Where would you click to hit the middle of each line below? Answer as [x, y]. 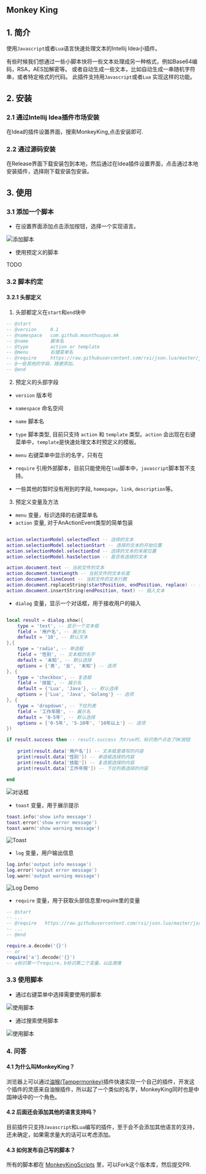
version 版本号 [34, 395]
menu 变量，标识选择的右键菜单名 [56, 515]
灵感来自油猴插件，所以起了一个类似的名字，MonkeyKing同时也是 [111, 1089]
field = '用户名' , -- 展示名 [52, 632]
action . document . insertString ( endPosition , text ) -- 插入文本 [86, 590]
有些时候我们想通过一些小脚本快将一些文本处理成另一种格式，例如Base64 [99, 61]
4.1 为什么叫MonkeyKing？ [40, 1067]
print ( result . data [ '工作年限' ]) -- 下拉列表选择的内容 [83, 768]
